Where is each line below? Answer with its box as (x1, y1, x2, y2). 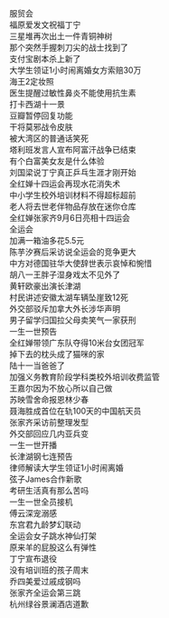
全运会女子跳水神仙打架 (9, 531, 97, 541)
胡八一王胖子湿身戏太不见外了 (9, 269, 120, 280)
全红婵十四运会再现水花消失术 (9, 178, 120, 189)
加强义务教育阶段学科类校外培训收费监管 (9, 372, 160, 382)
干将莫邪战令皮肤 (9, 122, 73, 132)
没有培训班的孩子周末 (9, 564, 89, 575)
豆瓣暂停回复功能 (9, 110, 73, 121)
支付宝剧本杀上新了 (9, 54, 81, 64)
